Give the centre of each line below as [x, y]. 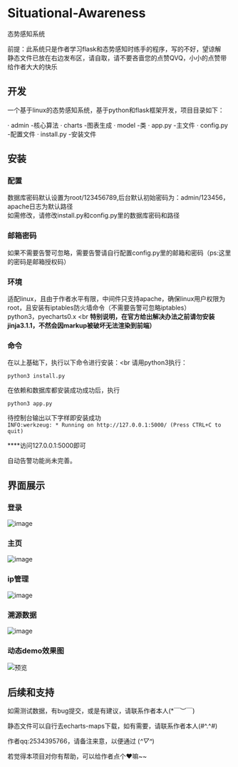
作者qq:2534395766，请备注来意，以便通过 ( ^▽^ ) [81, 741]
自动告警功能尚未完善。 [42, 461]
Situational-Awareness [77, 13]
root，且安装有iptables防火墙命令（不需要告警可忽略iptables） [99, 308]
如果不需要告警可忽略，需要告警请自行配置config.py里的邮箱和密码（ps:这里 [119, 253]
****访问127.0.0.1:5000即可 [47, 446]
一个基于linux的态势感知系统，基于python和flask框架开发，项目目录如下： [116, 110]
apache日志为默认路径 [40, 207]
